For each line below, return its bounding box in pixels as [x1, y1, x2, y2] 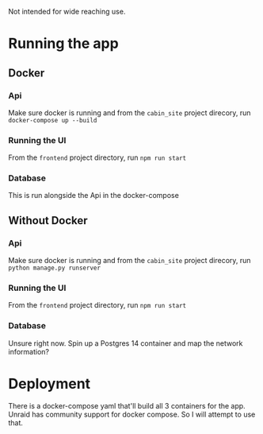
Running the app [8, 35, 119, 52]
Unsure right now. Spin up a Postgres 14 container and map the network [8, 338, 243, 348]
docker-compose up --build [8, 116, 97, 124]
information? [8, 347, 50, 356]
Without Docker [8, 214, 89, 227]
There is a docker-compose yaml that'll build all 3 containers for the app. [8, 401, 246, 410]
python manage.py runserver [8, 264, 101, 273]
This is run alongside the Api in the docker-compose [8, 191, 180, 200]
